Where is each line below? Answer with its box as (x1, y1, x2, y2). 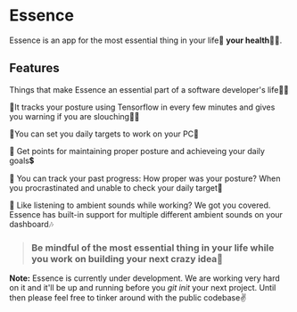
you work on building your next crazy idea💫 (30, 252, 224, 265)
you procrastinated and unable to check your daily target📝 (9, 182, 223, 193)
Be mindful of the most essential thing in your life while (30, 242, 275, 254)
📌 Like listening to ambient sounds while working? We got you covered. (9, 200, 271, 210)
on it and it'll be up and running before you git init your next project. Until (9, 283, 276, 293)
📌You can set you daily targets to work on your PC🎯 (9, 128, 199, 139)
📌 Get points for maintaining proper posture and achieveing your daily (9, 145, 266, 156)
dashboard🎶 (9, 218, 54, 229)
